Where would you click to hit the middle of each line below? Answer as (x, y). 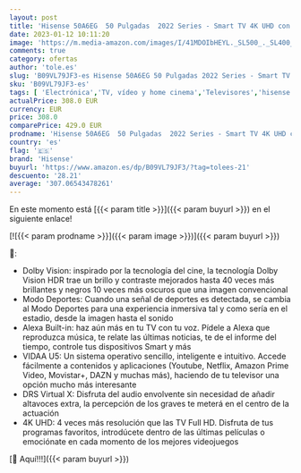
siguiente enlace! (41, 219)
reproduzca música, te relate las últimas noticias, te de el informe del (149, 337)
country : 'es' (36, 142)
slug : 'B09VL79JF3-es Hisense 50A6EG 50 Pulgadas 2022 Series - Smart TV (150, 76)
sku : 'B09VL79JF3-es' (50, 84)
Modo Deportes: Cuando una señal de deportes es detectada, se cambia (156, 300)
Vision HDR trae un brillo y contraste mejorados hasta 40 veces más (148, 280)
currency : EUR (36, 109)
